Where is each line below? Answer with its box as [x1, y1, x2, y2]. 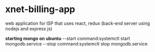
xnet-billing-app [5, 4, 76, 15]
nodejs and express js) [5, 25, 53, 31]
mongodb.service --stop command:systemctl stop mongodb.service [5, 40, 148, 46]
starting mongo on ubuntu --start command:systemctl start [5, 35, 130, 41]
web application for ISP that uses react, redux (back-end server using [5, 20, 150, 26]
